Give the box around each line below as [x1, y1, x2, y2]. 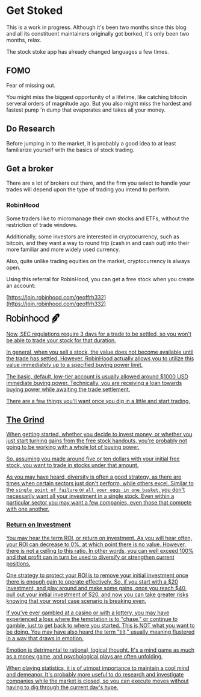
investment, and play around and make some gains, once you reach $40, [6, 584, 187, 591]
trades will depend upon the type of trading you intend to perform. [6, 186, 171, 193]
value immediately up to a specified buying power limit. [6, 361, 143, 368]
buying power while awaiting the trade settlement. [6, 386, 131, 393]
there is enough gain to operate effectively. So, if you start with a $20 [6, 578, 179, 585]
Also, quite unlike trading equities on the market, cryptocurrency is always [6, 257, 190, 264]
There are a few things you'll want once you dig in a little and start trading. [6, 397, 191, 404]
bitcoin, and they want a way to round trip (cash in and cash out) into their [6, 239, 190, 246]
